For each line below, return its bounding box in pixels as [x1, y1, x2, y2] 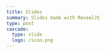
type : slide [12, 32, 43, 38]
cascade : [6, 26, 29, 32]
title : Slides [6, 9, 43, 15]
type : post [6, 20, 34, 26]
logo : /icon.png [12, 37, 53, 43]
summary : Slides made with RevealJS [6, 15, 100, 21]
